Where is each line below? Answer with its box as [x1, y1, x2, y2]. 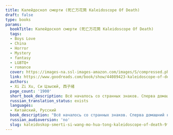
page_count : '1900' [10, 88, 52, 94]
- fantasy [10, 55, 31, 61]
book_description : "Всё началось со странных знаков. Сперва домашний [10, 112, 165, 118]
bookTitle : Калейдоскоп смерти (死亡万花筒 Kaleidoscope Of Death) [10, 27, 154, 32]
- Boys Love [10, 36, 36, 42]
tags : [10, 31, 22, 36]
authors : [10, 79, 29, 84]
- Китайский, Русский [10, 108, 57, 113]
